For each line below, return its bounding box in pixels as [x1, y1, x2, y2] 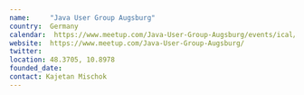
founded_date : [9, 64, 63, 73]
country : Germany [9, 22, 79, 31]
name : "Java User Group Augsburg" [9, 13, 156, 23]
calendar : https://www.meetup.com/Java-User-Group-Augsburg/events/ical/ [9, 30, 298, 39]
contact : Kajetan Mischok [9, 72, 107, 81]
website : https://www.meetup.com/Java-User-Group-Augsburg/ [9, 38, 245, 48]
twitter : [9, 47, 43, 56]
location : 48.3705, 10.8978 [9, 55, 116, 64]
